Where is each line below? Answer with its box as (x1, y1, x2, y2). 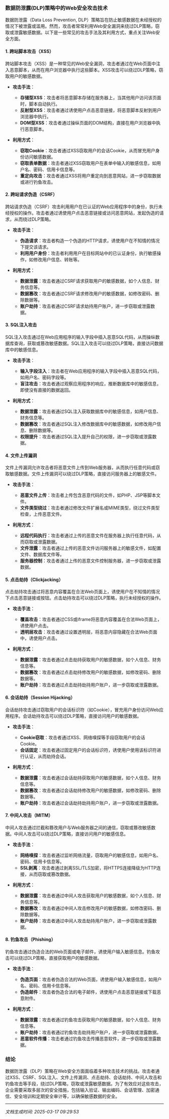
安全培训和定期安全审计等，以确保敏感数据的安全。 (14, 1093, 120, 1099)
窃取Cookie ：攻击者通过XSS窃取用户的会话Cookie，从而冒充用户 (20, 147, 156, 153)
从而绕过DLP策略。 (14, 216, 54, 222)
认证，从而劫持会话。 (24, 753, 69, 759)
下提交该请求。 (20, 243, 51, 250)
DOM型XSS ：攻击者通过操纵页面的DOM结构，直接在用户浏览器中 (20, 119, 156, 126)
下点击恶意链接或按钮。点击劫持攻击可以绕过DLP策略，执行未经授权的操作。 (5, 595, 163, 601)
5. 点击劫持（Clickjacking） (5, 576, 63, 583)
